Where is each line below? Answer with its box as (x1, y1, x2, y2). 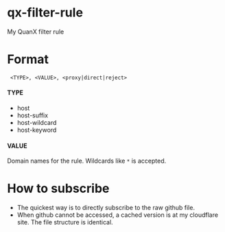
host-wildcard (16, 119, 57, 127)
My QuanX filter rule (7, 27, 64, 36)
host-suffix (16, 111, 49, 119)
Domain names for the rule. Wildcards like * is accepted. (7, 156, 167, 165)
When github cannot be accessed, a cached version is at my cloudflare (16, 211, 218, 219)
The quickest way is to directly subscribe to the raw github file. (16, 204, 196, 212)
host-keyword (16, 126, 57, 135)
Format (7, 51, 49, 67)
